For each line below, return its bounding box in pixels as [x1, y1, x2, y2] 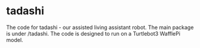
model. [6, 36, 23, 43]
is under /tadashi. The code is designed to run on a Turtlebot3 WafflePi [6, 30, 181, 37]
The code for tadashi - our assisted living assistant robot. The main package [6, 24, 194, 31]
